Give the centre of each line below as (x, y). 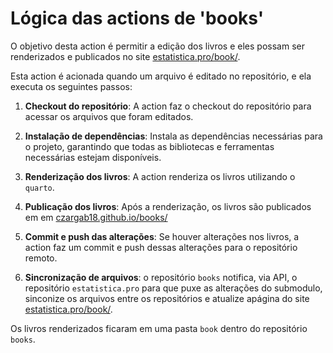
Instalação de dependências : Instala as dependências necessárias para (173, 136)
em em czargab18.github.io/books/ (96, 217)
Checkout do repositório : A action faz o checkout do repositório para (168, 106)
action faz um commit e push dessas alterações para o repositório (161, 247)
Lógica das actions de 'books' (137, 18)
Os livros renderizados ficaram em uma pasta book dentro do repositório (159, 328)
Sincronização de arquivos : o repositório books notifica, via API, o (161, 277)
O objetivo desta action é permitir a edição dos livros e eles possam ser (157, 46)
